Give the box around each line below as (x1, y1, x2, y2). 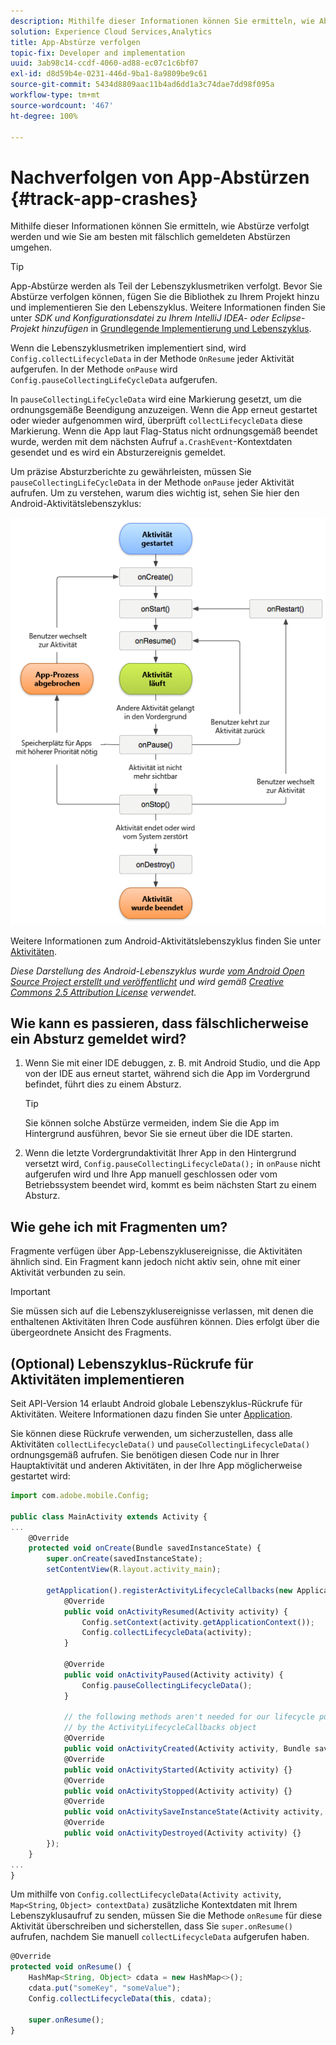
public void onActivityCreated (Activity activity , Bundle (63, 1744, 311, 1754)
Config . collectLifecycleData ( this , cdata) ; (28, 1993, 213, 2004)
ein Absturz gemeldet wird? (10, 1031, 187, 1048)
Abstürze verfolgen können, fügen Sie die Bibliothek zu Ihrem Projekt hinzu (10, 291, 320, 303)
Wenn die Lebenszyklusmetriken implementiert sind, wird (10, 342, 247, 354)
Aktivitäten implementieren (10, 1371, 185, 1388)
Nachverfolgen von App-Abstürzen (10, 166, 310, 189)
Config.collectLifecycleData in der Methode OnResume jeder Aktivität (10, 353, 295, 365)
